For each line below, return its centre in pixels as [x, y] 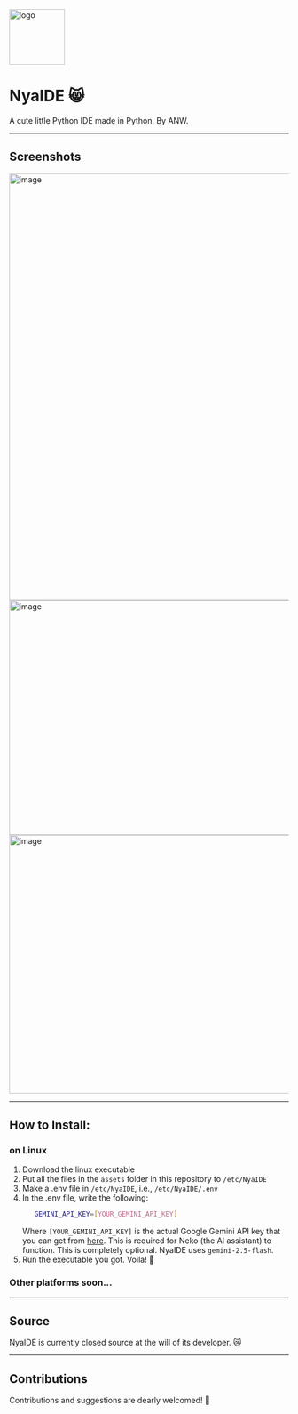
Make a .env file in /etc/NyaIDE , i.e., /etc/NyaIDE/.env [120, 1189]
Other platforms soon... [61, 1282]
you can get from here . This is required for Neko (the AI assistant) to [147, 1241]
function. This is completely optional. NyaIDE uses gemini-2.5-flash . [148, 1250]
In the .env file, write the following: [85, 1198]
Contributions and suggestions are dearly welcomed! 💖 [110, 1401]
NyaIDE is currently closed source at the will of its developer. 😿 [125, 1343]
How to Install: [50, 1125]
